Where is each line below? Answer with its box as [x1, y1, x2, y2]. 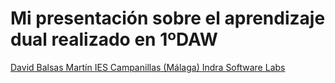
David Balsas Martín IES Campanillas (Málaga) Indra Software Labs [10, 61, 286, 73]
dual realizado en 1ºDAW [10, 28, 218, 51]
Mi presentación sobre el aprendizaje [10, 7, 326, 30]
